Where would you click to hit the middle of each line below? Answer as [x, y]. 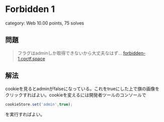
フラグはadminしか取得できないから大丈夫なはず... [70, 53]
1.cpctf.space [31, 58]
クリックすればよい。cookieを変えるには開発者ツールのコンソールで [76, 95]
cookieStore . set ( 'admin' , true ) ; [39, 104]
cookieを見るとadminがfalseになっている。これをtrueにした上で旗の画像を [82, 88]
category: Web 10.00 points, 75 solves [45, 23]
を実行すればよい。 [25, 114]
